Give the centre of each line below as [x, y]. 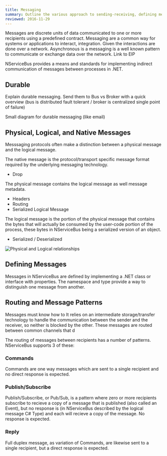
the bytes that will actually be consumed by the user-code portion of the [79, 224]
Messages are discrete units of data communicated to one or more [73, 33]
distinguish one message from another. [45, 287]
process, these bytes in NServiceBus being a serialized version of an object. [83, 229]
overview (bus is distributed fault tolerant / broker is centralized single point [83, 102]
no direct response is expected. [38, 374]
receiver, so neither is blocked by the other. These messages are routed [79, 325]
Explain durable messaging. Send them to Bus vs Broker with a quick [75, 97]
